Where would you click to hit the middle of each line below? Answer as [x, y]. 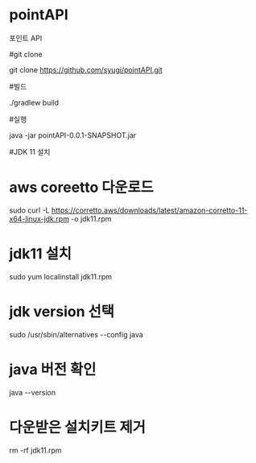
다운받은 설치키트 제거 [77, 427]
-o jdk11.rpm [91, 218]
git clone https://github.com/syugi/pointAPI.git [86, 69]
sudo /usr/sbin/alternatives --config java [76, 334]
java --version [32, 392]
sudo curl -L [30, 210]
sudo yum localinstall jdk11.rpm [60, 276]
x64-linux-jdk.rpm [39, 218]
